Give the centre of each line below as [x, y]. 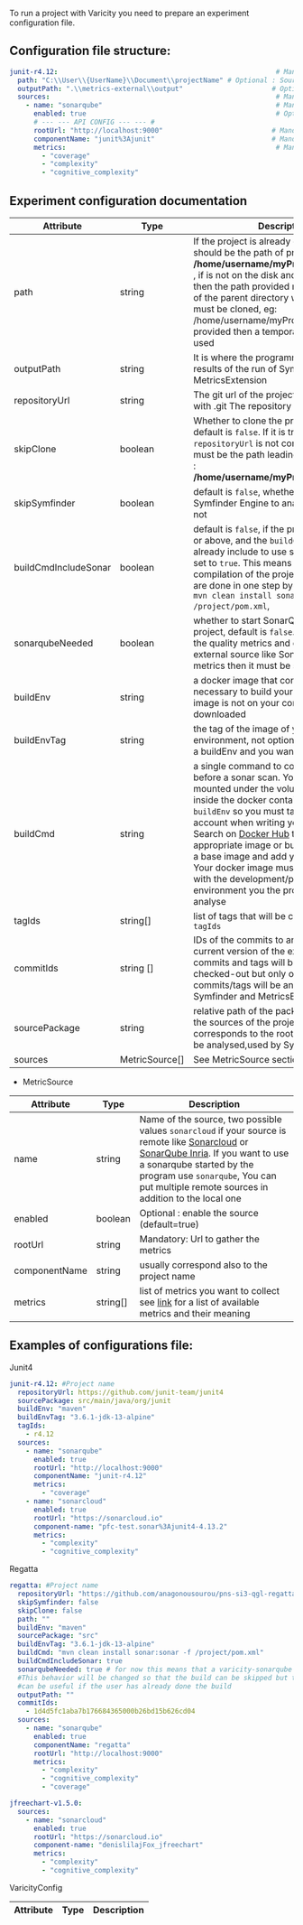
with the [211, 879]
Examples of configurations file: [101, 1346]
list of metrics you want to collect [210, 1291]
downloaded [220, 714]
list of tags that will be [239, 916]
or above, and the [230, 540]
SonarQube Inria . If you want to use [214, 1153]
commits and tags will [239, 962]
